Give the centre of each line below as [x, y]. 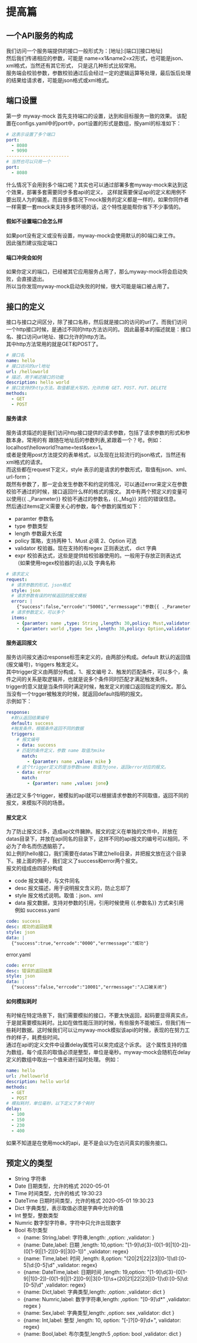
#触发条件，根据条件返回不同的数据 [47, 729]
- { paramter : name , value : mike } [69, 762]
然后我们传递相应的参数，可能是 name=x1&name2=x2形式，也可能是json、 [96, 58]
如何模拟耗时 [21, 1001]
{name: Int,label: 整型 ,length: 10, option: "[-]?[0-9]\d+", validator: [102, 1320]
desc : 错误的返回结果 [29, 971]
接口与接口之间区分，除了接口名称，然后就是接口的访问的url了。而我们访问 [97, 322]
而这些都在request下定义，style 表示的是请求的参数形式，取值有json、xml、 [98, 469]
